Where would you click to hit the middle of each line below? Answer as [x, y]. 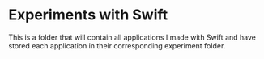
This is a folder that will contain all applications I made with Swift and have [132, 37]
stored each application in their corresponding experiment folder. [117, 45]
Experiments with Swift [88, 15]
